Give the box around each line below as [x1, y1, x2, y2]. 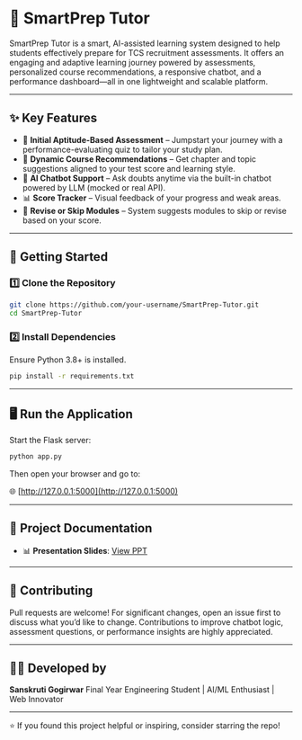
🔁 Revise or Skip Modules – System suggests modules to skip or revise [22, 205, 288, 216]
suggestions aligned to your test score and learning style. [22, 163, 235, 174]
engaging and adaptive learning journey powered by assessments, [9, 57, 256, 67]
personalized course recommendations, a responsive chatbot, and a [9, 67, 262, 77]
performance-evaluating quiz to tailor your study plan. [22, 144, 223, 155]
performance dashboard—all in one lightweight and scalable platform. [9, 76, 268, 86]
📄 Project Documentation [9, 521, 153, 536]
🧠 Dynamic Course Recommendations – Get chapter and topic [22, 153, 257, 165]
